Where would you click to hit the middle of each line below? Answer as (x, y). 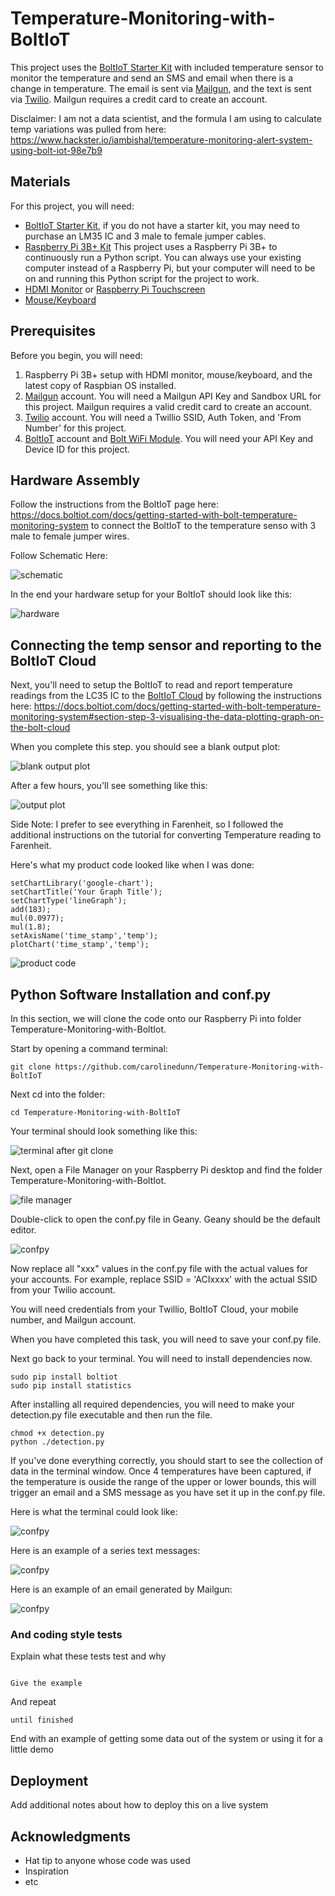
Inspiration (46, 1871)
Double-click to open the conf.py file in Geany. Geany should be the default (165, 1219)
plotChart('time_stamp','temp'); (80, 945)
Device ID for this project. (77, 449)
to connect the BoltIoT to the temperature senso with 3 (203, 526)
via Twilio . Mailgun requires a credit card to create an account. (139, 99)
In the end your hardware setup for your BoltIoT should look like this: (151, 594)
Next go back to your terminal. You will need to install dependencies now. (161, 1358)
